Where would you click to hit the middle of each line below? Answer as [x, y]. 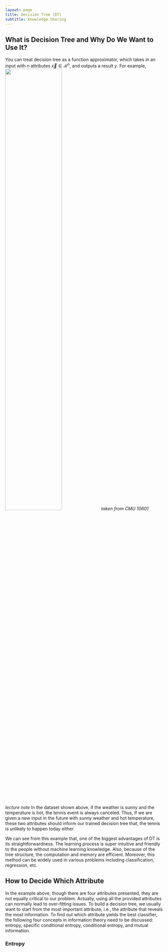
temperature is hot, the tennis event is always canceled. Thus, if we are [79, 813]
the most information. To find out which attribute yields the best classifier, [81, 914]
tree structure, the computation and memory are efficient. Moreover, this [80, 854]
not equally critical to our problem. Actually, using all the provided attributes [83, 898]
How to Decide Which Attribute [55, 881]
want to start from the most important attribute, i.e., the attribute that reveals [84, 909]
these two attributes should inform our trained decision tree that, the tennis [83, 823]
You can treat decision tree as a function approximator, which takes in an [80, 60]
